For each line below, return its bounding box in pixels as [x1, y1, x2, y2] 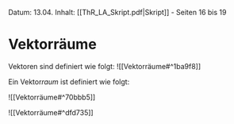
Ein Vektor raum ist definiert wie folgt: [8, 76, 130, 87]
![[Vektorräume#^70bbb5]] [8, 92, 96, 102]
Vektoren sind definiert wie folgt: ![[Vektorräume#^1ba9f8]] [8, 61, 201, 71]
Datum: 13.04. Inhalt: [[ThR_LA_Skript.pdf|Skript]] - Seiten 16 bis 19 [8, 8, 227, 17]
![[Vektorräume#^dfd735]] [8, 107, 94, 117]
